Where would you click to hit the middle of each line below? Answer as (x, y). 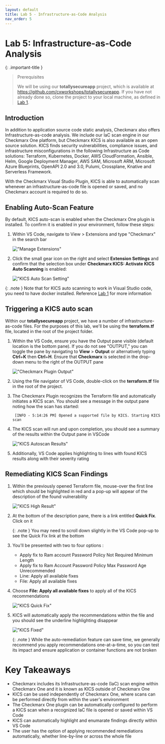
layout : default (22, 10)
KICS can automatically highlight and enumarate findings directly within (85, 720)
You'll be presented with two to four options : (58, 545)
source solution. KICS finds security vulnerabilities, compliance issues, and (81, 146)
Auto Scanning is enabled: (39, 269)
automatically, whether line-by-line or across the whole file (72, 736)
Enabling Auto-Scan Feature (49, 207)
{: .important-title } (24, 68)
